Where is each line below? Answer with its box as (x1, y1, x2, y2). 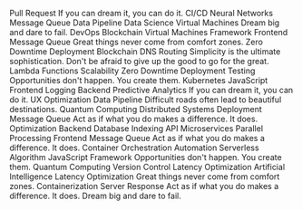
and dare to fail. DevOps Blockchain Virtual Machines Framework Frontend (9, 27, 288, 37)
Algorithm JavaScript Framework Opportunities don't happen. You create (9, 152, 283, 162)
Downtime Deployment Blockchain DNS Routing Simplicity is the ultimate (9, 46, 281, 57)
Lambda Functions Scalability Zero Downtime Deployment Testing (9, 65, 256, 76)
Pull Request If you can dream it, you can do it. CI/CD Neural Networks (9, 8, 274, 18)
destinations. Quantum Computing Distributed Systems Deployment (9, 104, 263, 114)
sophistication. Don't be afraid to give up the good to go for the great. (9, 56, 269, 66)
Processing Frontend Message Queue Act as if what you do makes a (9, 133, 266, 143)
